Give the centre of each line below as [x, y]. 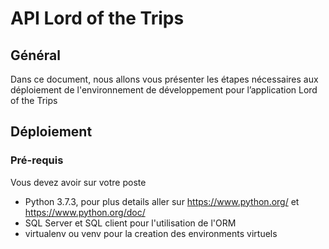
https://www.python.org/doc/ [85, 212]
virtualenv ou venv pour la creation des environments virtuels [151, 233]
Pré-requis [37, 160]
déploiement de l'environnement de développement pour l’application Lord [164, 90]
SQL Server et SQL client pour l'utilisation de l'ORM [130, 223]
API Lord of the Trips [97, 18]
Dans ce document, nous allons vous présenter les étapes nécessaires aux [164, 79]
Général [36, 55]
